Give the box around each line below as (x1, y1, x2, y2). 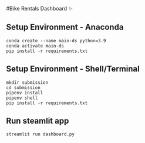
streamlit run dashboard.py (6, 131, 75, 137)
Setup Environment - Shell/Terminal (6, 64, 140, 74)
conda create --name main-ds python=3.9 (6, 38, 107, 43)
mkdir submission (6, 79, 49, 86)
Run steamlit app (6, 116, 69, 126)
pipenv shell (6, 95, 38, 101)
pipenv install (6, 90, 43, 96)
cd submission (6, 84, 41, 90)
